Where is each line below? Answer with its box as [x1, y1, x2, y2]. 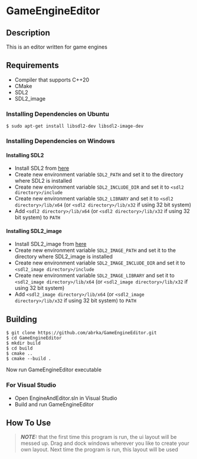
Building [6, 314, 37, 324]
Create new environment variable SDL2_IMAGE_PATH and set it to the [14, 247, 176, 254]
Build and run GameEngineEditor [14, 400, 94, 408]
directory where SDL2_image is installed [14, 253, 113, 260]
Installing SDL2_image [6, 227, 62, 234]
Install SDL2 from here [14, 164, 70, 172]
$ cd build [6, 345, 33, 351]
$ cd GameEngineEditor [6, 335, 62, 341]
